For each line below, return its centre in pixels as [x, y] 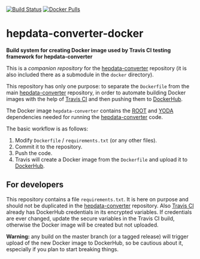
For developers [35, 185]
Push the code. [34, 153]
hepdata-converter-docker [75, 34]
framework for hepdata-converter [49, 56]
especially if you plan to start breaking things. [62, 249]
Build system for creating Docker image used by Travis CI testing [89, 50]
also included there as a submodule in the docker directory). [80, 75]
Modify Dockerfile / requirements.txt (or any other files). [86, 140]
